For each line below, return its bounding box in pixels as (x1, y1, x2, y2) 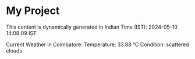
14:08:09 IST (6, 29, 37, 36)
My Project (6, 4, 60, 18)
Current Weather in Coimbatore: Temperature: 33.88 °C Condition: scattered (6, 41, 189, 48)
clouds (6, 47, 23, 54)
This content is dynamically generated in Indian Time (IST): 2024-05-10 (6, 23, 178, 30)
